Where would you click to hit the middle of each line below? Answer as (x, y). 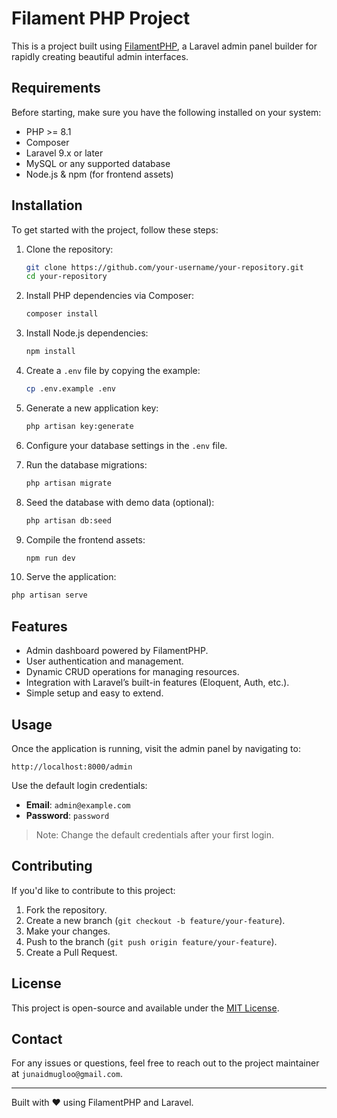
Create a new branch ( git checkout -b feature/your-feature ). (155, 920)
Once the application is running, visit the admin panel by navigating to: (156, 748)
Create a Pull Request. (71, 952)
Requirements (56, 88)
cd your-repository (66, 277)
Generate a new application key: (92, 408)
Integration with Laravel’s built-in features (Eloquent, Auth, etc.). (157, 683)
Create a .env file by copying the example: (113, 371)
